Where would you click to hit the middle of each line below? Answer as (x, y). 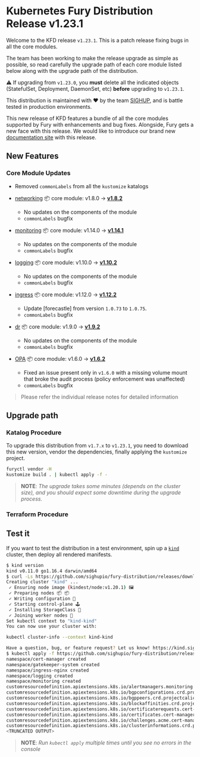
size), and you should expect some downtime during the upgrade (101, 493)
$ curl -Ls (20, 577)
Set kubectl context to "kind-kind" (51, 621)
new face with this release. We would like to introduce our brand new (91, 131)
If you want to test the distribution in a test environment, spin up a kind (93, 548)
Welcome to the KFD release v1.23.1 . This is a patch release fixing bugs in (98, 40)
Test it (18, 534)
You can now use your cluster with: (51, 626)
